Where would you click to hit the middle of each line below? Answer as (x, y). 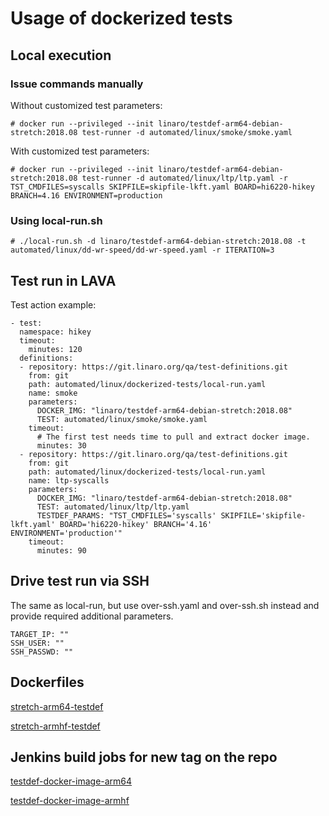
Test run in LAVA (63, 280)
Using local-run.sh (56, 220)
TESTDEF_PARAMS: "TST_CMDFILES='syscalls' (126, 515)
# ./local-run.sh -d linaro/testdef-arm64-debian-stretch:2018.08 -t (158, 242)
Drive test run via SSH (80, 581)
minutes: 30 (61, 445)
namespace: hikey (55, 332)
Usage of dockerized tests (121, 18)
